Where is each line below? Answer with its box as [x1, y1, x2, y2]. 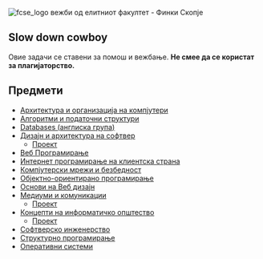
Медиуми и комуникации [19, 190, 107, 200]
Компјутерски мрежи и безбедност [19, 164, 142, 174]
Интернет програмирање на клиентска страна [19, 156, 180, 166]
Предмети [8, 84, 63, 98]
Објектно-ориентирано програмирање [19, 173, 155, 183]
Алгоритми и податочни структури [19, 113, 140, 123]
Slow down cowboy [8, 30, 108, 44]
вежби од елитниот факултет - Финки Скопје [50, 8, 204, 17]
